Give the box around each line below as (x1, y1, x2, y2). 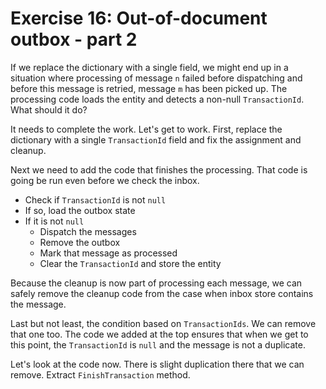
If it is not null (24, 215, 85, 227)
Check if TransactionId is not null (24, 193, 167, 206)
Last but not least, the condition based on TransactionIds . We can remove (10, 317, 317, 329)
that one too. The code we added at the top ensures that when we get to (10, 328, 309, 340)
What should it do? (10, 103, 88, 116)
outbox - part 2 (10, 28, 138, 51)
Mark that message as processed (39, 247, 178, 259)
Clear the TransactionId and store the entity (39, 257, 222, 269)
